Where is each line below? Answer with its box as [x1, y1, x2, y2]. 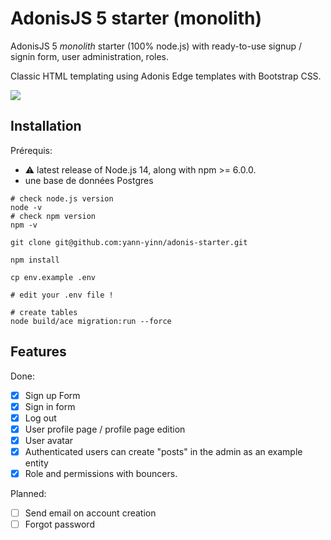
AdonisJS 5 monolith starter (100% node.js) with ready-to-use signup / [10, 40, 303, 52]
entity [24, 457, 49, 469]
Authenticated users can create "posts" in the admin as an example [24, 445, 303, 457]
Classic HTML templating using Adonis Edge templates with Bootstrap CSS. [10, 70, 322, 82]
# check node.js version [10, 193, 114, 204]
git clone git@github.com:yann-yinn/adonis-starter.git [10, 237, 248, 247]
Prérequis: [10, 144, 53, 156]
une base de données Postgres [24, 174, 154, 186]
